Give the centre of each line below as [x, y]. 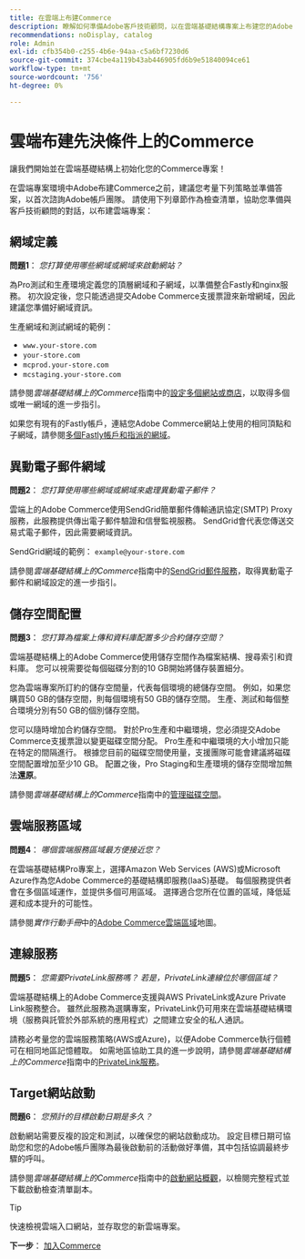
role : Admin [32, 43]
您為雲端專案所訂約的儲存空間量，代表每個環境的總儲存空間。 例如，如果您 [150, 687]
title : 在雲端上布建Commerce [61, 18]
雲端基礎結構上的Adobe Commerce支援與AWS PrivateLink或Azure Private [148, 997]
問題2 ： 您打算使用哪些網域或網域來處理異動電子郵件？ [113, 490]
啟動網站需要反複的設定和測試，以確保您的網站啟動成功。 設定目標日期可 [146, 1136]
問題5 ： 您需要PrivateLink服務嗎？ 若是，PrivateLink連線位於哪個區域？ [144, 977]
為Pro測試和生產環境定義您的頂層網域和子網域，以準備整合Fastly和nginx [145, 285]
